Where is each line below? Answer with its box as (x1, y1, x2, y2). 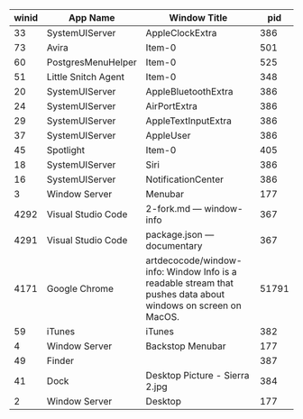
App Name (69, 12, 115, 23)
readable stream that (145, 277, 234, 289)
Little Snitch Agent (46, 71, 124, 83)
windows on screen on (145, 299, 242, 312)
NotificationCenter (145, 173, 224, 186)
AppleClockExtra (145, 27, 217, 39)
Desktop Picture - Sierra (145, 369, 250, 381)
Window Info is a (166, 266, 237, 278)
